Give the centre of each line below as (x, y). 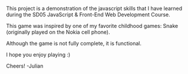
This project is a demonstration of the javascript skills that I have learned (94, 8)
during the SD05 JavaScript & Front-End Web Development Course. (88, 15)
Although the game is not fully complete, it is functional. (74, 43)
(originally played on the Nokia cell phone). (58, 32)
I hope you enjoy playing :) (38, 54)
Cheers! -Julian (25, 66)
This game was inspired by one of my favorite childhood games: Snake (92, 26)
